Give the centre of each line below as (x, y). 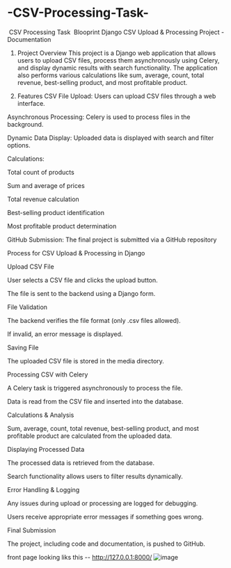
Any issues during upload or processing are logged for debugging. (103, 503)
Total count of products (41, 172)
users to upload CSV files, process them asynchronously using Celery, (118, 60)
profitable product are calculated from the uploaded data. (90, 436)
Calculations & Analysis (41, 415)
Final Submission (32, 530)
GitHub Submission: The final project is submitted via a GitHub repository (112, 239)
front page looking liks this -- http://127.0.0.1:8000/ (80, 557)
